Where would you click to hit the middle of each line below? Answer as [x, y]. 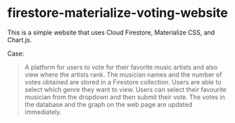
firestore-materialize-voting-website [118, 13]
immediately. [43, 112]
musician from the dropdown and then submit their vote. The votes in [125, 97]
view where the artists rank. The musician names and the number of [123, 75]
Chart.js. [20, 39]
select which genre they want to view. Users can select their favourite [126, 89]
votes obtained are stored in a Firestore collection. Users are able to [123, 82]
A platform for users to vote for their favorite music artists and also [121, 67]
